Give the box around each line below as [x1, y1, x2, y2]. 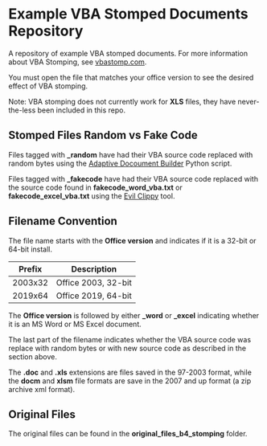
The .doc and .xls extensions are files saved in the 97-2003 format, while [8, 367, 252, 377]
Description [71, 263, 117, 274]
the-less [8, 105, 36, 115]
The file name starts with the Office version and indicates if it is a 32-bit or [8, 235, 257, 245]
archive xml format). [8, 384, 75, 394]
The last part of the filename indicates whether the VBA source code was [8, 334, 252, 344]
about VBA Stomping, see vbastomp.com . [8, 57, 147, 67]
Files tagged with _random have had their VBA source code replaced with [8, 149, 253, 159]
